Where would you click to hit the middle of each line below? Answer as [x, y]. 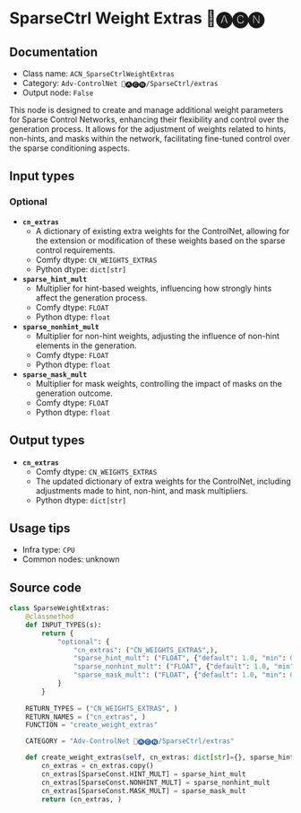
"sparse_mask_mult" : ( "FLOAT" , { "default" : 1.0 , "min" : [180, 675]
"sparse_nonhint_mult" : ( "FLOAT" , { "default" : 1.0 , [172, 667]
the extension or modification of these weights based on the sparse [160, 240]
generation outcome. [74, 393]
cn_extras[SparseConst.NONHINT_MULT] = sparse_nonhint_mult [156, 782]
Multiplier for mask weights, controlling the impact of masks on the [159, 383]
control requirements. [75, 249]
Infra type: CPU [48, 550]
